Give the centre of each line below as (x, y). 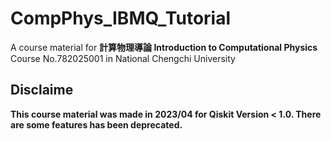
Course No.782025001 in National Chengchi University (123, 58)
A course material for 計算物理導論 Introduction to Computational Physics (164, 47)
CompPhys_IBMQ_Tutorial (121, 18)
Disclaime (42, 90)
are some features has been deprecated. (96, 124)
